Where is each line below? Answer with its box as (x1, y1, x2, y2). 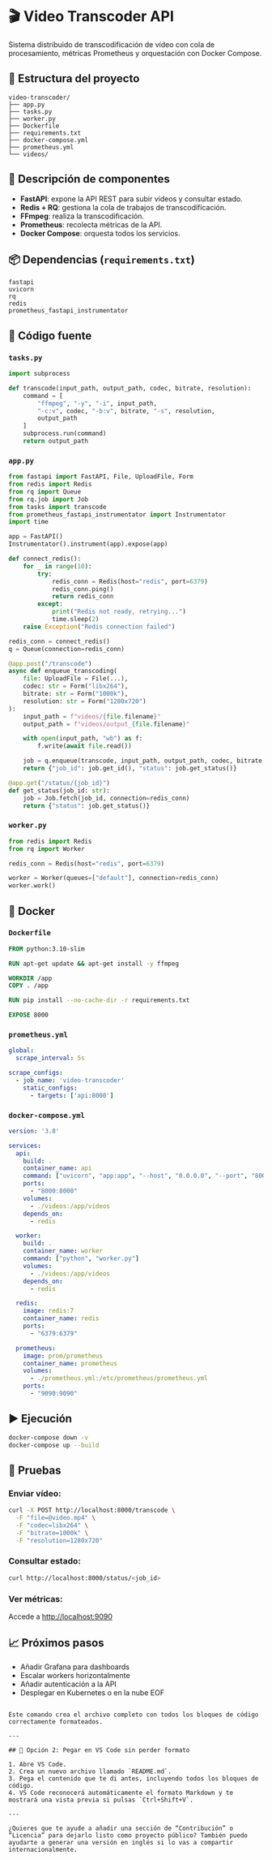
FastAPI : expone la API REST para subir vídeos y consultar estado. (19, 193, 243, 204)
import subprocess (8, 369, 70, 378)
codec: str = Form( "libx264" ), (23, 682, 129, 691)
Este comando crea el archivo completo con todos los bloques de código (8, 1711, 259, 1719)
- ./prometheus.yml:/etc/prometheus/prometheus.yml (29, 1375, 208, 1383)
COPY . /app (8, 982, 49, 990)
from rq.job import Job (8, 495, 89, 503)
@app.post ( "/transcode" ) (8, 659, 92, 667)
